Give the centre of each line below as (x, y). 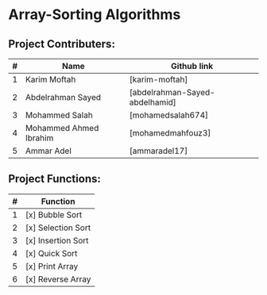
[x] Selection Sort (58, 228)
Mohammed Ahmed (62, 128)
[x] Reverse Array (58, 279)
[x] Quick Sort (51, 253)
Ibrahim (39, 138)
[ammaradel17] (159, 151)
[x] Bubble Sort (54, 214)
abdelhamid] (153, 102)
